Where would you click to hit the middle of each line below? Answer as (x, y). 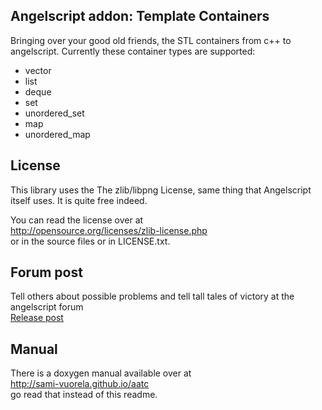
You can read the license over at (77, 220)
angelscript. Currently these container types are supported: (133, 51)
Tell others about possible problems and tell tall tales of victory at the (152, 296)
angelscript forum (47, 307)
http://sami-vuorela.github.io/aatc (80, 384)
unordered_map (57, 134)
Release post (37, 318)
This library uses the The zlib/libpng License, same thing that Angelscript (161, 190)
